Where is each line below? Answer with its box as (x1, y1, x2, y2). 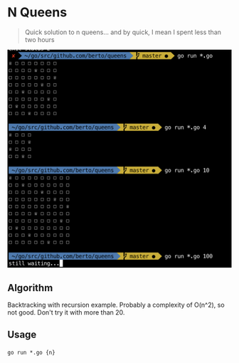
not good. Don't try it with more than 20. (7, 307, 125, 317)
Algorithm (7, 282, 53, 294)
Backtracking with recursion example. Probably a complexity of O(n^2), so (7, 300, 225, 309)
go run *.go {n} (7, 349, 55, 356)
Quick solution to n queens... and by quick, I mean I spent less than (24, 28, 222, 36)
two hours (24, 35, 55, 43)
